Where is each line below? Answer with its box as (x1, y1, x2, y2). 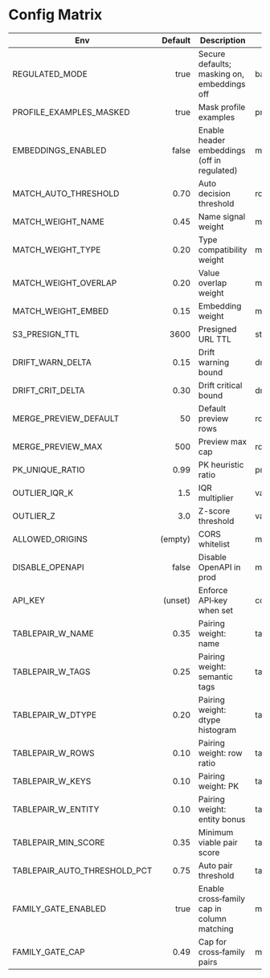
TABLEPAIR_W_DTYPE (12, 709, 97, 720)
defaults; (198, 58, 231, 69)
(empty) (160, 533, 191, 544)
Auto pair (198, 860, 233, 871)
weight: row (198, 747, 243, 759)
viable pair (198, 837, 239, 848)
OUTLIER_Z (12, 510, 56, 522)
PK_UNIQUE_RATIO (12, 464, 86, 475)
